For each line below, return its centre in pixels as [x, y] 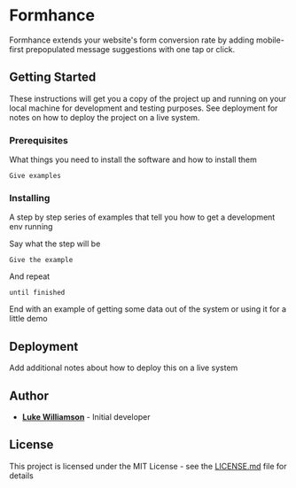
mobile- [270, 40]
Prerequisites [39, 140]
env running [31, 227]
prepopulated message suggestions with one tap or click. [130, 49]
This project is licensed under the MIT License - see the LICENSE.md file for [148, 466]
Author [29, 395]
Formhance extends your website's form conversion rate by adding [132, 40]
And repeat [30, 276]
